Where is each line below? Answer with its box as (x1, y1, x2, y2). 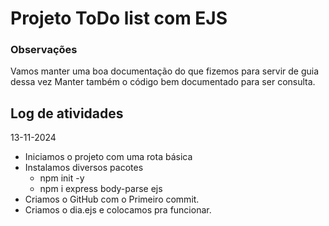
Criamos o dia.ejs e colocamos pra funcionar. (24, 204, 212, 216)
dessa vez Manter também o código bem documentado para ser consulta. (10, 76, 316, 88)
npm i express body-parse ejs (39, 183, 163, 195)
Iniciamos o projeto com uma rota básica (24, 151, 193, 163)
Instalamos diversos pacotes (24, 162, 144, 174)
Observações (10, 43, 78, 57)
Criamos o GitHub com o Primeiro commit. (24, 193, 200, 206)
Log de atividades (10, 105, 124, 122)
